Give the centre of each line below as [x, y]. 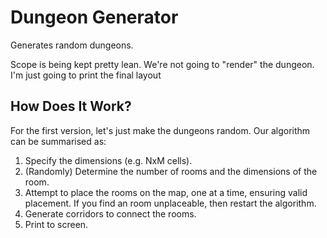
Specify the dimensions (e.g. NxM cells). [108, 160]
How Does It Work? [71, 106]
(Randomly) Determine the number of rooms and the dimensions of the [171, 171]
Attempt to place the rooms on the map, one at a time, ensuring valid [166, 192]
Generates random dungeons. [72, 45]
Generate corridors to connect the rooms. [110, 213]
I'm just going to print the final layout [86, 75]
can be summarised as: [58, 141]
